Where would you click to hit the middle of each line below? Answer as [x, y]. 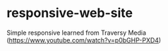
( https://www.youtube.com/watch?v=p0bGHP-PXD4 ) [84, 40]
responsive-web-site [70, 13]
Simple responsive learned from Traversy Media [76, 33]
